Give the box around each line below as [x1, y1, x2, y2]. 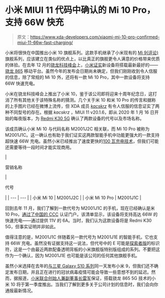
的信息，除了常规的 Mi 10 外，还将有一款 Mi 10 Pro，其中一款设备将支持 [5, 74, 150, 80]
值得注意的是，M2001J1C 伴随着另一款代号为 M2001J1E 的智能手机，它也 [5, 234, 154, 240]
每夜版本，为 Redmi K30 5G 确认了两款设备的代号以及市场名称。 [13, 115, 144, 121]
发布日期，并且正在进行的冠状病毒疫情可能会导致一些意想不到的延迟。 [9, 269, 151, 275]
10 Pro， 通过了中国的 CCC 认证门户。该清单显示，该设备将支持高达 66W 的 [5, 211, 158, 217]
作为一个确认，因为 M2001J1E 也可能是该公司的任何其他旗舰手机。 [5, 252, 140, 258]
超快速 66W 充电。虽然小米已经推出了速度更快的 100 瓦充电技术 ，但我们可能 [5, 138, 159, 144]
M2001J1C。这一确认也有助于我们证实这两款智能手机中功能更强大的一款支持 [5, 132, 160, 138]
